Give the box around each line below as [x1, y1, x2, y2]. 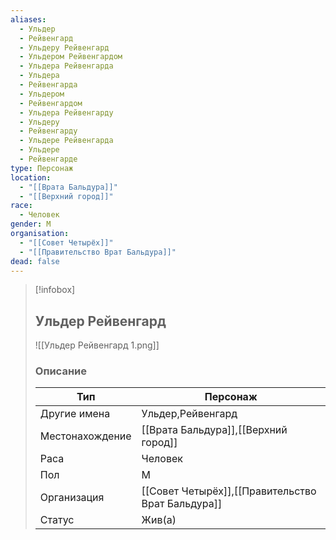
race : [10, 201, 33, 211]
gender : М [10, 219, 52, 230]
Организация [39, 491, 105, 505]
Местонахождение [39, 429, 132, 443]
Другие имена [39, 407, 111, 421]
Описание [34, 364, 87, 378]
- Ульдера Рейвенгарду [19, 107, 114, 118]
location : [10, 172, 52, 183]
